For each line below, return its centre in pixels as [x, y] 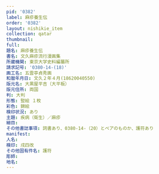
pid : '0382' [21, 12]
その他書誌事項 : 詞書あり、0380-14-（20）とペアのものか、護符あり [80, 129]
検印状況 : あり [22, 112]
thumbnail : [20, 39]
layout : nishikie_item [34, 28]
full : [13, 45]
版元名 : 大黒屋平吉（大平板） [38, 84]
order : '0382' [24, 23]
